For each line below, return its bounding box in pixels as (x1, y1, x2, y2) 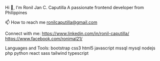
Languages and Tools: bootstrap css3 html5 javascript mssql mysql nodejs (5, 45, 156, 51)
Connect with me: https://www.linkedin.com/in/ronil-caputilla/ (5, 30, 130, 36)
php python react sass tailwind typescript (5, 50, 89, 56)
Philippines (5, 10, 27, 15)
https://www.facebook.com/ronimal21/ (5, 36, 83, 41)
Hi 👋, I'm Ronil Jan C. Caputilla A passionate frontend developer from (5, 5, 144, 10)
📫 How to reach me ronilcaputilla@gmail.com (5, 19, 98, 25)
